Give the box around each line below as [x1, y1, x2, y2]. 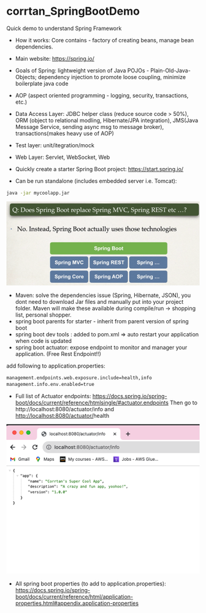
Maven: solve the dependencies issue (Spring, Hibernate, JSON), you [15, 291, 191, 299]
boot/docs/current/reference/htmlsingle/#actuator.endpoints [15, 399, 169, 406]
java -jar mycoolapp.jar [6, 190, 70, 196]
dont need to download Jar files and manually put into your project [15, 298, 184, 305]
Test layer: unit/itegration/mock [15, 141, 95, 148]
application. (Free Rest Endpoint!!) [15, 350, 101, 357]
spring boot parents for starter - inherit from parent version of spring [15, 317, 189, 325]
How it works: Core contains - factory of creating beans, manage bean [15, 36, 194, 44]
